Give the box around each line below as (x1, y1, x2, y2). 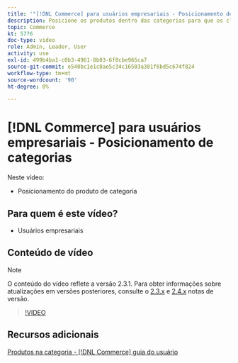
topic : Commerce (7, 23, 55, 30)
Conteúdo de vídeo (7, 247, 93, 259)
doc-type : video (7, 37, 55, 44)
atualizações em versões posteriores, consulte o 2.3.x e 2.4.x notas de (7, 286, 214, 295)
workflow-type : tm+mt (7, 69, 72, 77)
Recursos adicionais (7, 329, 99, 341)
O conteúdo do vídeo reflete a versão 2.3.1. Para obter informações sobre (7, 279, 222, 288)
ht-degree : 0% (7, 83, 50, 90)
